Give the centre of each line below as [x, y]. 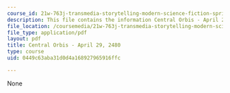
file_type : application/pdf [47, 32]
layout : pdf [24, 39]
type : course [26, 52]
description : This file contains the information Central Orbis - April [113, 20]
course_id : [23, 13]
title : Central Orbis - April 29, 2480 [64, 45]
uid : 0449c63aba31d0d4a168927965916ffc [64, 58]
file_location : [29, 26]
